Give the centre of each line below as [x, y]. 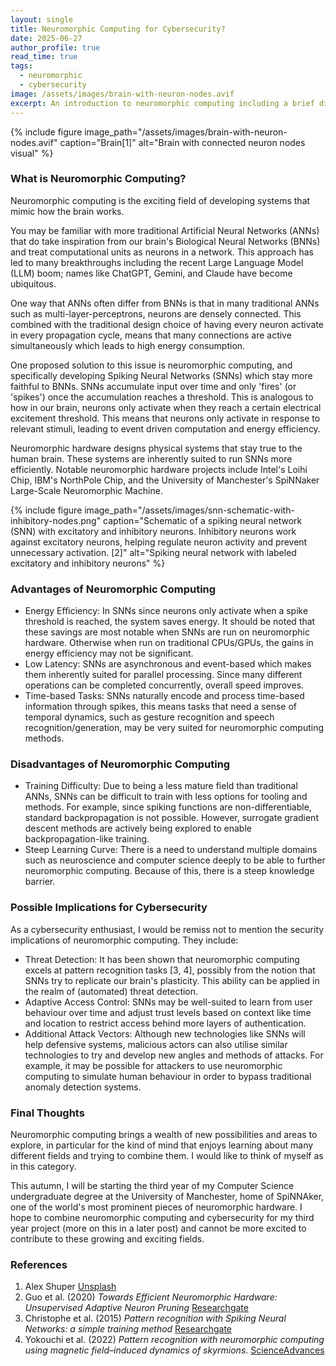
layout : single [42, 19]
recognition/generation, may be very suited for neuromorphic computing [174, 728]
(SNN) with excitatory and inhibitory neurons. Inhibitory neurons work [153, 531]
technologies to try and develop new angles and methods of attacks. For [174, 1055]
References [39, 1264]
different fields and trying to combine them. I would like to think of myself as [167, 1155]
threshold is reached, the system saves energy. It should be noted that [170, 622]
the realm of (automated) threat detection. [111, 991]
